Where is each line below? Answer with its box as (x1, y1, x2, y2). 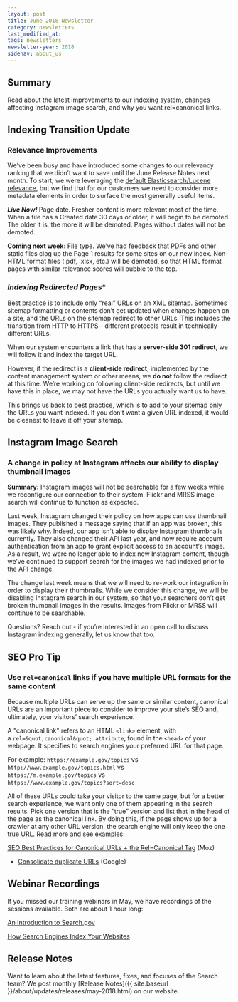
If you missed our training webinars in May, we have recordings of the (7, 897, 212, 905)
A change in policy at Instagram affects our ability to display (7, 458, 219, 468)
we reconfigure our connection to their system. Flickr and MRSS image (7, 490, 215, 499)
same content (7, 681, 56, 691)
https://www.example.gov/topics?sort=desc (7, 780, 135, 787)
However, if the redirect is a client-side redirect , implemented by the (7, 364, 210, 373)
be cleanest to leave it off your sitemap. (7, 415, 124, 424)
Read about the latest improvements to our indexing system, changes (7, 95, 211, 104)
